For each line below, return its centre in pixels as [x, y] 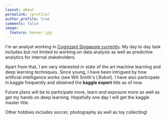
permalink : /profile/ [28, 14]
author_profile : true [28, 19]
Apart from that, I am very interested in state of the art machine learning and [83, 67]
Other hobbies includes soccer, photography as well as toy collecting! [76, 112]
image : [12, 28]
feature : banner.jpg [31, 33]
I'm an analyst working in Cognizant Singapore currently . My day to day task [83, 47]
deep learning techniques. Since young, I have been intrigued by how [76, 72]
